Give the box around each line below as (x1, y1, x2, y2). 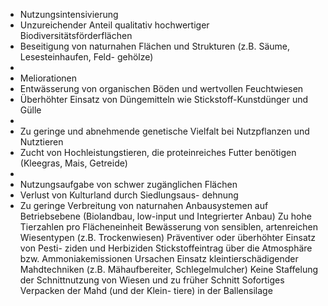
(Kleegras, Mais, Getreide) (19, 157, 128, 169)
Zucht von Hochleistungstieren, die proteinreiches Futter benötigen (19, 147, 297, 158)
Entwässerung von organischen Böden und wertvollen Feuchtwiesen (19, 83, 304, 94)
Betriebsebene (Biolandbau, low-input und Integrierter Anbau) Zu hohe (19, 210, 312, 222)
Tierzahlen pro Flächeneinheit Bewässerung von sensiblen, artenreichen (19, 221, 319, 233)
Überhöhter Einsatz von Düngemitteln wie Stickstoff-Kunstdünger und (19, 94, 309, 105)
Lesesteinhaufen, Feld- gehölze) (19, 51, 154, 63)
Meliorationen (19, 72, 77, 84)
